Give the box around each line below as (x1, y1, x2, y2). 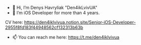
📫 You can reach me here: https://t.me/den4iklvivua (12, 34, 120, 40)
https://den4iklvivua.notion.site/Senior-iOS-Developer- (24, 20, 136, 25)
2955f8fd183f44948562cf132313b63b (5, 24, 83, 30)
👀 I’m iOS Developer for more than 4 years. (12, 10, 100, 16)
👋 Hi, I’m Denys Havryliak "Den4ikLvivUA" (12, 5, 97, 10)
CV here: (5, 20, 23, 25)
